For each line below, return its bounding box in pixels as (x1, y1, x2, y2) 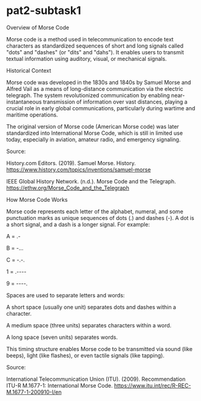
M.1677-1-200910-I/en (6, 388, 62, 396)
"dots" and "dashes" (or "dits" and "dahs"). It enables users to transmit (6, 48, 184, 55)
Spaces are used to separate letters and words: (6, 291, 125, 299)
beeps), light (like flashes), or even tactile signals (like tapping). (6, 352, 165, 359)
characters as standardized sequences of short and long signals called (6, 42, 184, 49)
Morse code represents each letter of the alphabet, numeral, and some (6, 208, 183, 215)
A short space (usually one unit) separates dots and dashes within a (6, 303, 176, 311)
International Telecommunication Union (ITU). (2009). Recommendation (6, 375, 186, 383)
